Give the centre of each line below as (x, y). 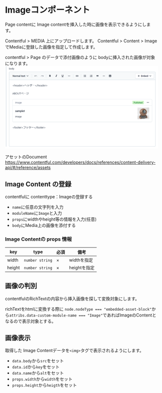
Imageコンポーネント (48, 10)
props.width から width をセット (42, 379)
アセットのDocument (26, 157)
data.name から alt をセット (38, 373)
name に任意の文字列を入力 (38, 207)
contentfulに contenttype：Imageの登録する (49, 196)
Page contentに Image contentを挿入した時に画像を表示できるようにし (76, 24)
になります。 (18, 63)
